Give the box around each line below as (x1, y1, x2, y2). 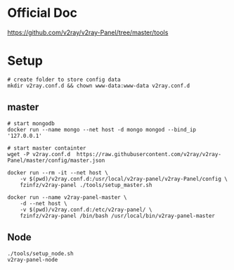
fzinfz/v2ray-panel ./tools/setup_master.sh (20, 181, 152, 188)
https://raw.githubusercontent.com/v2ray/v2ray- (76, 150, 221, 157)
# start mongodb (7, 120, 55, 127)
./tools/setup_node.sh (7, 250, 74, 257)
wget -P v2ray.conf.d (7, 150, 71, 157)
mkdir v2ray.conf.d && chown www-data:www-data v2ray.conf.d (7, 82, 190, 89)
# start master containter (7, 144, 86, 152)
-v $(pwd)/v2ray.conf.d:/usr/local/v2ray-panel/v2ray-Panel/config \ (20, 175, 228, 182)
